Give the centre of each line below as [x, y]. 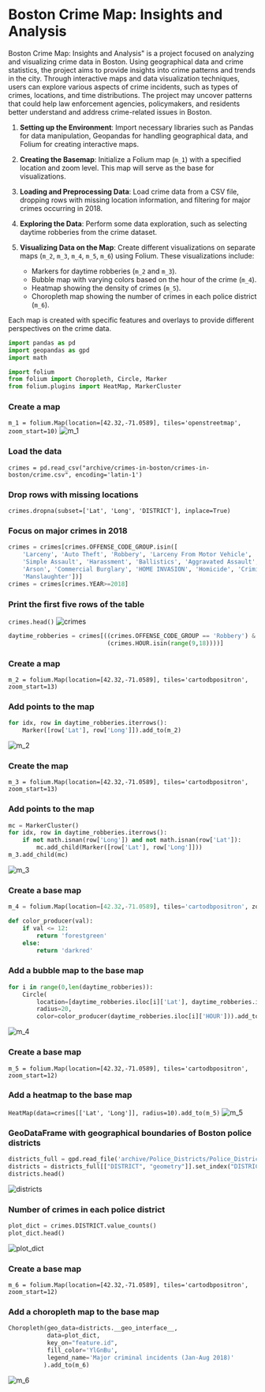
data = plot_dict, [74, 1336]
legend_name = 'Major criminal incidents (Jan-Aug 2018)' [141, 1357]
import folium [32, 372]
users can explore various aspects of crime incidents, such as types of [123, 87]
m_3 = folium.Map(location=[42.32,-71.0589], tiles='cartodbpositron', [128, 783]
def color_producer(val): [50, 921]
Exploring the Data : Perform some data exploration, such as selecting [133, 224]
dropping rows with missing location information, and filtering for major [135, 200]
